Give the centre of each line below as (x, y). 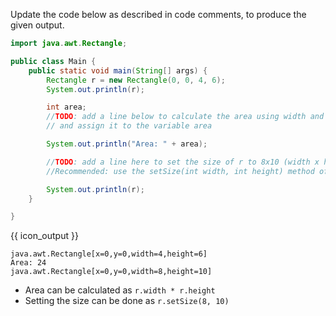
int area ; (66, 107)
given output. (37, 25)
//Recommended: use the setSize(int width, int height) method (180, 171)
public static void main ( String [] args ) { (118, 70)
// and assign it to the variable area (129, 126)
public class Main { (53, 61)
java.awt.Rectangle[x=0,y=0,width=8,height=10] (111, 272)
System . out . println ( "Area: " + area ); (127, 144)
